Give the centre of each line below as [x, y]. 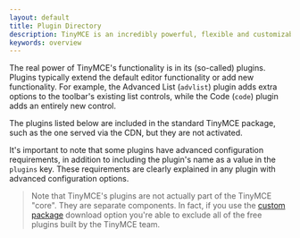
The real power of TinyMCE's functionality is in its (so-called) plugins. [137, 68]
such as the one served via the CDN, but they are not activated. [126, 133]
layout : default [39, 17]
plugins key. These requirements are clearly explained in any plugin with [143, 169]
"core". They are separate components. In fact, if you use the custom [158, 206]
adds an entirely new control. [62, 106]
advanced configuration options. [69, 179]
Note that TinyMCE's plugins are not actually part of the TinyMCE [151, 196]
